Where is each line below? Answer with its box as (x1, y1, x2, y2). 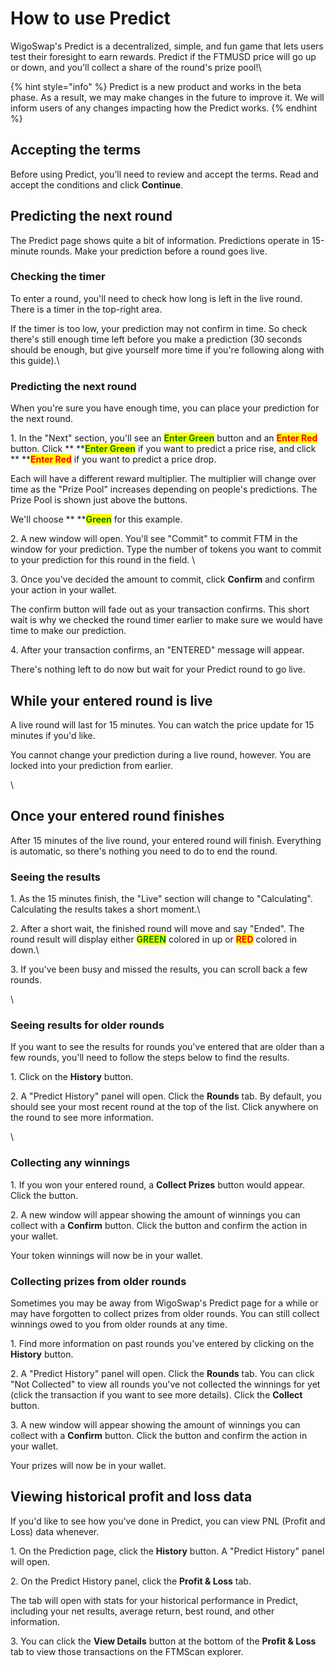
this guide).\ (10, 354, 60, 366)
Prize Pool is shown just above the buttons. (10, 494, 188, 506)
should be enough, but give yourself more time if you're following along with (10, 343, 325, 356)
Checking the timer (10, 270, 106, 284)
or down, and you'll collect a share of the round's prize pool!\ (10, 61, 262, 73)
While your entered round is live (10, 692, 213, 709)
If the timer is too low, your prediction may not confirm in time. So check (10, 322, 308, 334)
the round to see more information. (10, 1112, 154, 1124)
